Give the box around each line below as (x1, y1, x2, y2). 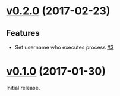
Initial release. (6, 84, 40, 91)
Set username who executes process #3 (14, 44, 114, 51)
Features (6, 28, 40, 38)
